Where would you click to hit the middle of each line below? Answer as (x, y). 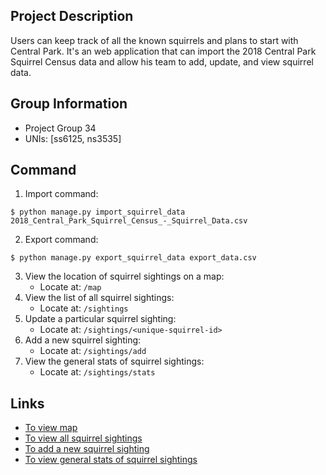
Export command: (61, 240)
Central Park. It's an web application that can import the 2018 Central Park (163, 51)
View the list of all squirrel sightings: (99, 298)
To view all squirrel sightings (83, 438)
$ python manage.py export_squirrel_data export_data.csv (133, 258)
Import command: (61, 194)
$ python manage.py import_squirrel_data (98, 212)
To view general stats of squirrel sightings (111, 460)
